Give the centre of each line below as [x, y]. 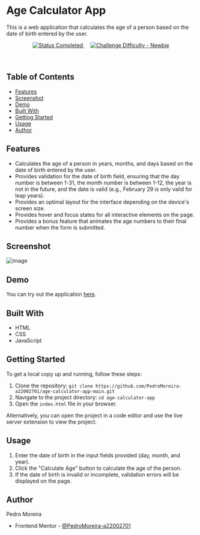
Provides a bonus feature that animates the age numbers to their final [101, 221]
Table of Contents [41, 77]
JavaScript [28, 340]
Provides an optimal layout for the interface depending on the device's [102, 202]
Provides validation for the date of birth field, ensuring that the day [97, 176]
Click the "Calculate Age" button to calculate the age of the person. [98, 468]
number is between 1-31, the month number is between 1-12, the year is [103, 183]
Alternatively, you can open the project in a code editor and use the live [95, 415]
